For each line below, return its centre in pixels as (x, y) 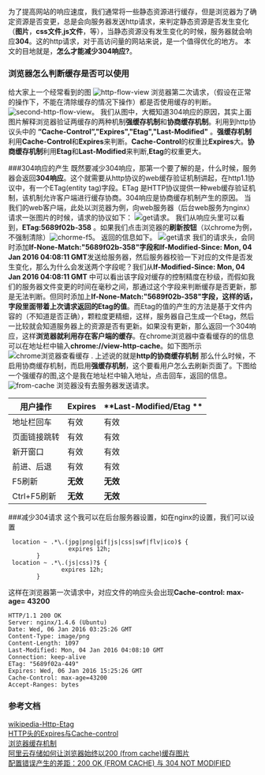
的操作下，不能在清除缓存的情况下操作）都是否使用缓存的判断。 (112, 102)
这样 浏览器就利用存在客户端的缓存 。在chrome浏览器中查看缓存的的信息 (138, 336)
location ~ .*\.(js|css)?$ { (60, 563)
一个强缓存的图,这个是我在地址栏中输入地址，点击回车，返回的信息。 (120, 376)
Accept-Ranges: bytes (44, 685)
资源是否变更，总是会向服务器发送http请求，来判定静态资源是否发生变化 (132, 21)
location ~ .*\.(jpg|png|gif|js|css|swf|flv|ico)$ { (100, 542)
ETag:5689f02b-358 (57, 228)
